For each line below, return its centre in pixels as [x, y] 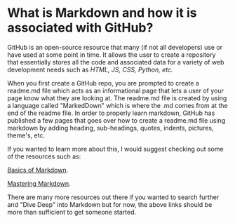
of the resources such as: [44, 156]
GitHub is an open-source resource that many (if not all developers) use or [115, 47]
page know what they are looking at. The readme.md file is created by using [117, 98]
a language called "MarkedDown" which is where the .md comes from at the [117, 105]
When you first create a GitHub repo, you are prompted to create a [103, 83]
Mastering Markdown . [39, 183]
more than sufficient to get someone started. [72, 212]
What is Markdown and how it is [102, 13]
